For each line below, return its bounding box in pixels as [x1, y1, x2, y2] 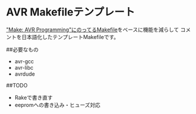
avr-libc [14, 64, 34, 71]
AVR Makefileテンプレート [6, 5, 135, 19]
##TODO [6, 82, 28, 89]
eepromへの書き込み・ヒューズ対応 [14, 101, 101, 108]
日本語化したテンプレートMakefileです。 [21, 33, 119, 40]
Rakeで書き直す [14, 94, 53, 101]
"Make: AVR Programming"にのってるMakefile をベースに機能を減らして [6, 26, 180, 33]
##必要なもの [6, 45, 39, 53]
